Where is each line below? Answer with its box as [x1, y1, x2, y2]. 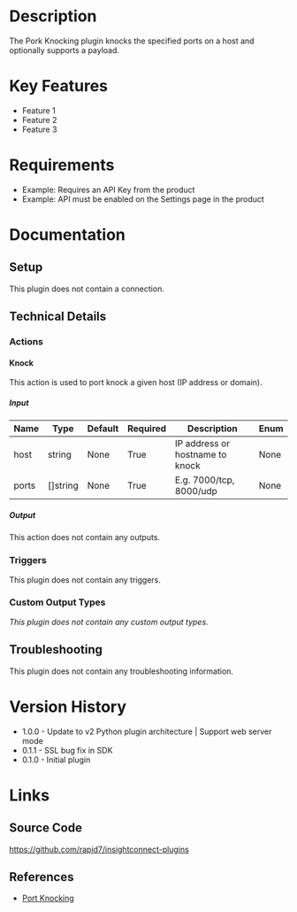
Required [126, 422, 166, 435]
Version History [9, 697, 126, 716]
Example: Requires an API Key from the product [21, 184, 195, 195]
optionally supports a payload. [9, 44, 120, 55]
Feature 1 [21, 104, 56, 116]
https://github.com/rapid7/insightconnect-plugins [9, 844, 190, 854]
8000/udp [174, 485, 218, 498]
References [9, 869, 74, 885]
